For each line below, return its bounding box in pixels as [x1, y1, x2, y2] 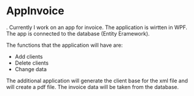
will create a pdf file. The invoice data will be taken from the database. [6, 83, 179, 90]
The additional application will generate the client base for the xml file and [6, 77, 188, 84]
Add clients [14, 53, 43, 60]
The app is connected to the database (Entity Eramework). [6, 30, 150, 37]
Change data [14, 65, 47, 72]
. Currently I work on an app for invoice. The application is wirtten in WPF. [6, 24, 188, 31]
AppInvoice [6, 4, 64, 18]
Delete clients [14, 59, 49, 66]
